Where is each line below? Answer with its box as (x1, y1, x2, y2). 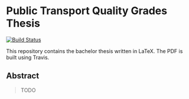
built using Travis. (6, 54, 50, 61)
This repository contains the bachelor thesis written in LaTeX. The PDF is (6, 47, 183, 54)
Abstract (6, 71, 40, 81)
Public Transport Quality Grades (6, 4, 167, 18)
